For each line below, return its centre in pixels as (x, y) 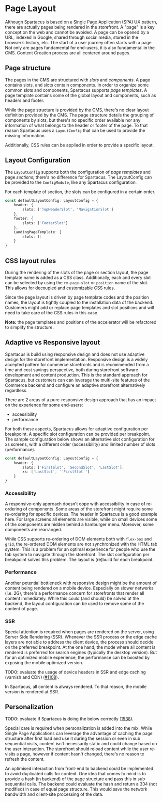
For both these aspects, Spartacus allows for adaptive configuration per (77, 429)
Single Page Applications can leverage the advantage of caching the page (79, 733)
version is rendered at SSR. (32, 691)
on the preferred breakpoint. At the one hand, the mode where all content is (80, 647)
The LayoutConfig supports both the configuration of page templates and (78, 172)
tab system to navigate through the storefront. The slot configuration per (77, 555)
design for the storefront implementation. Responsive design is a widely (76, 359)
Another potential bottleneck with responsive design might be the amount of (81, 583)
